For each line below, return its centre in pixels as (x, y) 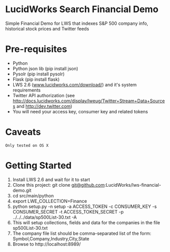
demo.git (22, 190)
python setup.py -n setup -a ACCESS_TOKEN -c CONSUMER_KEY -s (85, 206)
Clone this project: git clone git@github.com (59, 185)
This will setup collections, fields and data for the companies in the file (86, 222)
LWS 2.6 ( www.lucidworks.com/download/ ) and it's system (75, 85)
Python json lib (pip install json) (45, 68)
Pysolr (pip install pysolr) (39, 74)
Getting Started (39, 165)
